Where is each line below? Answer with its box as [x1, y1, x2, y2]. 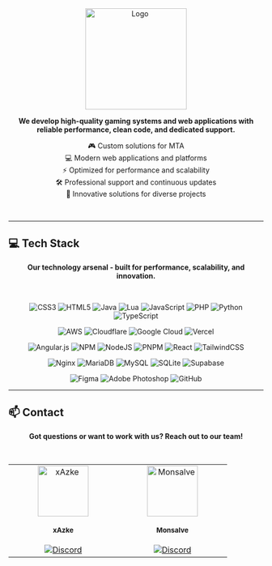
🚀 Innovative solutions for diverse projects [66, 189, 206, 198]
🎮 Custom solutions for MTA [87, 141, 185, 151]
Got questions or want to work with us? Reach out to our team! [28, 431, 244, 440]
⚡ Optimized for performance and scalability [62, 165, 210, 175]
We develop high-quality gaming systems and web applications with [18, 117, 254, 126]
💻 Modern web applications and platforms [64, 153, 208, 163]
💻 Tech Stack [8, 236, 80, 250]
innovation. [116, 270, 156, 280]
